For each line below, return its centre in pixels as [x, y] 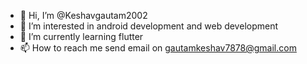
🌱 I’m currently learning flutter [81, 36]
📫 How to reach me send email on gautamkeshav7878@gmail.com [158, 48]
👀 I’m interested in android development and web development [149, 26]
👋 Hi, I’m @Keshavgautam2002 [83, 15]
